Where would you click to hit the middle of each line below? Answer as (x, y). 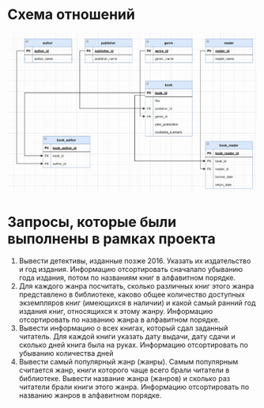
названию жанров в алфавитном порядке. (90, 395)
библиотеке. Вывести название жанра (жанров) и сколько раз (124, 378)
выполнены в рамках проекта (111, 238)
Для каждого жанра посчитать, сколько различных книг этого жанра (136, 285)
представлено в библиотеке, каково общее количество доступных (132, 294)
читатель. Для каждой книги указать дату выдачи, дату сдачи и (127, 336)
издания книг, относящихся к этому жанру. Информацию (116, 311)
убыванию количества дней (66, 353)
